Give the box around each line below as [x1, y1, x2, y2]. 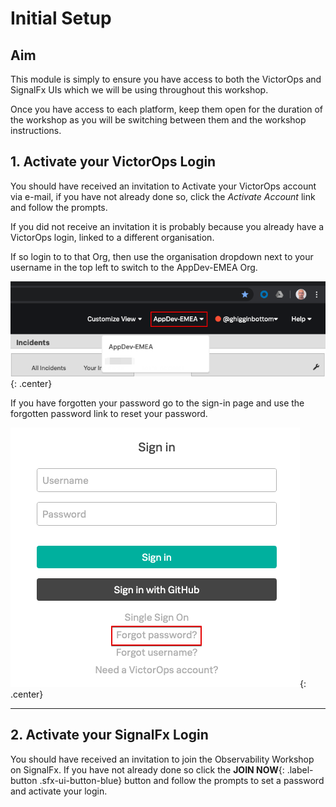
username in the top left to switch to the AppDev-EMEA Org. [10, 261, 258, 273]
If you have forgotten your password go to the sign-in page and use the [10, 397, 305, 409]
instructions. [10, 125, 62, 136]
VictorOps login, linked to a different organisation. [10, 231, 215, 243]
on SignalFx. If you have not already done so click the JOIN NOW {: [10, 763, 285, 776]
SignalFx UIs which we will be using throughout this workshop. [10, 84, 269, 96]
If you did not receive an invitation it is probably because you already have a [10, 220, 325, 232]
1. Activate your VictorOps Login [10, 153, 217, 171]
